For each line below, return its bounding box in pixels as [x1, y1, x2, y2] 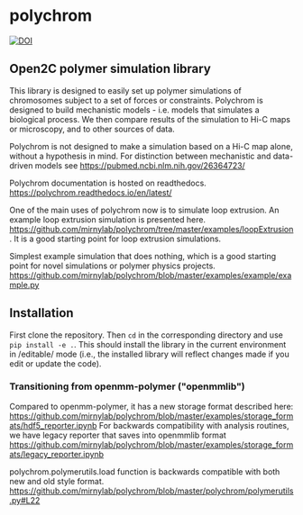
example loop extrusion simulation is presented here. [9, 213, 206, 225]
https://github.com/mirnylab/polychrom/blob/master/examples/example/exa [9, 269, 292, 280]
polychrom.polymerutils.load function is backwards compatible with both [9, 465, 280, 477]
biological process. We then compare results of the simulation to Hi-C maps [9, 113, 291, 124]
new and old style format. [9, 475, 105, 486]
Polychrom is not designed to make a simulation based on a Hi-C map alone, [9, 140, 293, 151]
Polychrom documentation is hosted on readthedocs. [9, 177, 207, 188]
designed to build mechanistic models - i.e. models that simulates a [9, 104, 260, 115]
